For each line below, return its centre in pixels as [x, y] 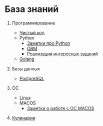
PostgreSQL [32, 78]
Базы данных [26, 69]
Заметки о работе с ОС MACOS [60, 108]
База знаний [32, 9]
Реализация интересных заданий [62, 54]
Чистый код [32, 32]
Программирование [33, 23]
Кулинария [23, 118]
